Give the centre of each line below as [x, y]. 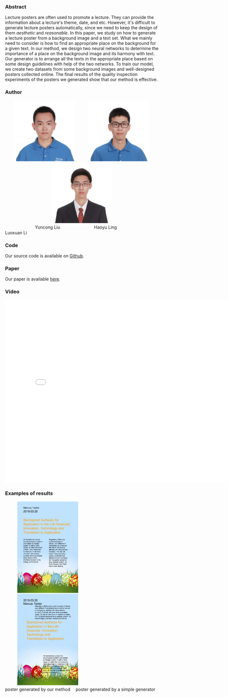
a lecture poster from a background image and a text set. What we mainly [79, 38]
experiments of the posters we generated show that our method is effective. [81, 79]
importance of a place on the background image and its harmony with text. [80, 54]
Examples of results [29, 493]
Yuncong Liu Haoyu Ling [76, 227]
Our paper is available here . [33, 279]
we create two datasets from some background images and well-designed [80, 69]
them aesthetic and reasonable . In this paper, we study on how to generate [80, 33]
